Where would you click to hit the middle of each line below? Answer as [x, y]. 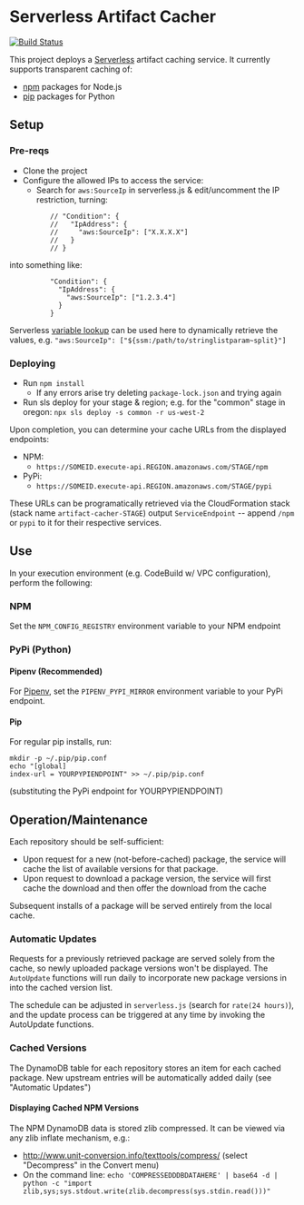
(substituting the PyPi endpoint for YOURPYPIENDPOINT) [117, 791]
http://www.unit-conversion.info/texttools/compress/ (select [135, 1155]
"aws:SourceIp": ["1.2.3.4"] [122, 297]
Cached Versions [48, 1048]
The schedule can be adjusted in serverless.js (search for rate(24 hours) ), [152, 1005]
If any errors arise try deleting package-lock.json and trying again [159, 392]
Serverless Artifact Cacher [113, 17]
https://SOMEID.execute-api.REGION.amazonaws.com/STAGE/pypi [154, 486]
